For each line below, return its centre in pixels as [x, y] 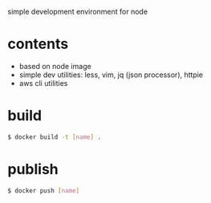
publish [33, 169]
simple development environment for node [78, 12]
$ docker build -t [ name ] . [55, 137]
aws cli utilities [43, 83]
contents [38, 44]
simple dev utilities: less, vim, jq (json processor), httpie [111, 75]
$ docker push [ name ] [44, 191]
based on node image [55, 66]
